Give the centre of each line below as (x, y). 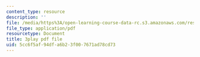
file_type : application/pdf (41, 28)
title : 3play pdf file (34, 39)
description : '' (26, 17)
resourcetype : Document (36, 34)
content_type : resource (36, 12)
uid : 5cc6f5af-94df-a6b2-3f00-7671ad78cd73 (61, 45)
